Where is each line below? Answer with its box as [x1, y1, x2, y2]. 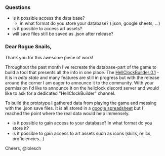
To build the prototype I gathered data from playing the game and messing [5, 100, 157, 106]
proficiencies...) [12, 135, 44, 142]
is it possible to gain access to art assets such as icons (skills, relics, [12, 130, 152, 136]
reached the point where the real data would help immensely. [5, 110, 130, 116]
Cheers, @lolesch [5, 145, 41, 151]
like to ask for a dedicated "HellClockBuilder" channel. [5, 90, 116, 96]
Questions [5, 4, 31, 11]
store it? [12, 125, 29, 131]
